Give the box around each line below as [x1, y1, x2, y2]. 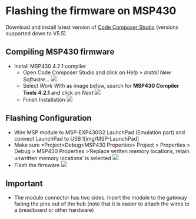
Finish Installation [22, 96, 65, 103]
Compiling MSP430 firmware [5, 47, 115, 57]
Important [5, 178, 43, 188]
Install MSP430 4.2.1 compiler [14, 62, 87, 69]
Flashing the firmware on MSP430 [5, 4, 177, 18]
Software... [22, 75, 50, 83]
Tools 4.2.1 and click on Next [22, 89, 94, 96]
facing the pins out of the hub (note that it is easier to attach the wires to [14, 200, 190, 207]
